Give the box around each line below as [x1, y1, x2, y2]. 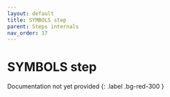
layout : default [7, 10, 54, 17]
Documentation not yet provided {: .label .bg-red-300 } [7, 82, 164, 91]
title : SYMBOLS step [7, 17, 67, 24]
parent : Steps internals [7, 23, 79, 30]
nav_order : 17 [7, 29, 49, 37]
